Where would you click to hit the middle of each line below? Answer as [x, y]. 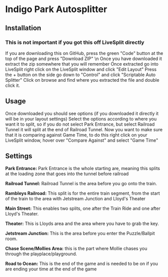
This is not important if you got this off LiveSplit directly [75, 42]
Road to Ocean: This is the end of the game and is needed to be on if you [81, 263]
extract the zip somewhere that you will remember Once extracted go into [82, 64]
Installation [23, 28]
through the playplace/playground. [41, 254]
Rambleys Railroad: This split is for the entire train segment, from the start [83, 193]
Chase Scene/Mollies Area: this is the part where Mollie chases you [76, 248]
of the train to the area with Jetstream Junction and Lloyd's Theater [75, 198]
